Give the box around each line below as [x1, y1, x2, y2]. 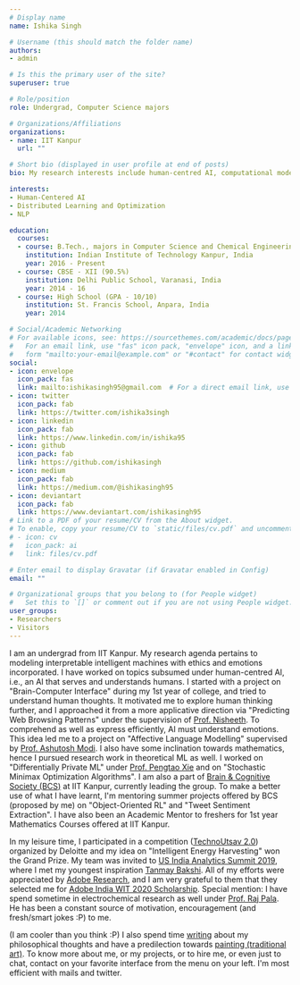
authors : [9, 46, 42, 55]
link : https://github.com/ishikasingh [17, 458, 162, 467]
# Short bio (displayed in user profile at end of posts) [9, 160, 229, 170]
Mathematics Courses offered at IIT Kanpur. [9, 819, 171, 829]
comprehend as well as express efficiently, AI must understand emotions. [9, 723, 279, 734]
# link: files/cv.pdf [9, 549, 98, 559]
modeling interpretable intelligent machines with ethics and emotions [9, 657, 263, 668]
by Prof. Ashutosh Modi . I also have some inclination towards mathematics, [9, 743, 285, 753]
